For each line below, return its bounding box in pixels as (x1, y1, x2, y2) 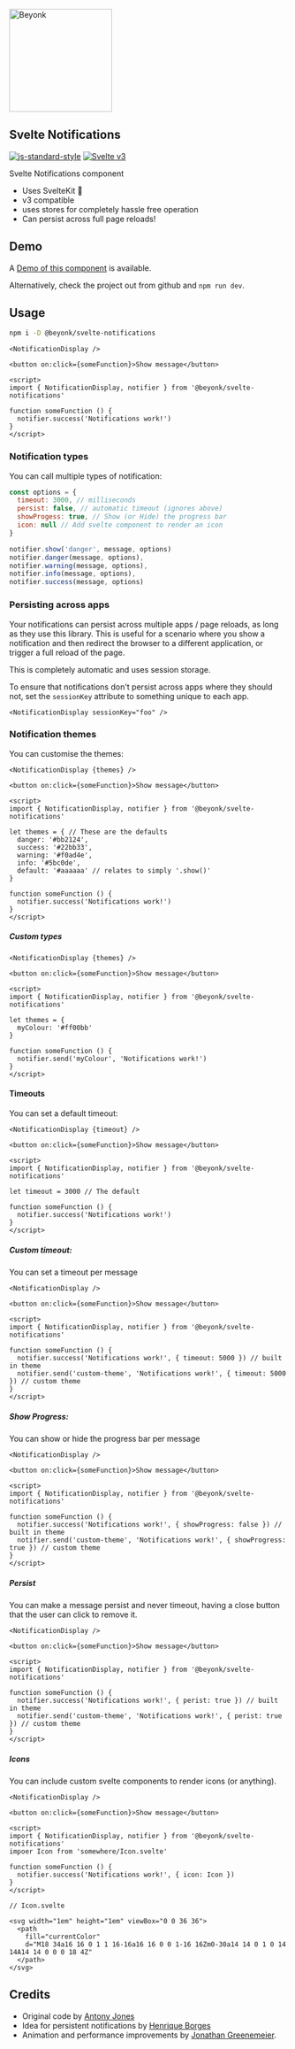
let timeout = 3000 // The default (9, 1187, 140, 1196)
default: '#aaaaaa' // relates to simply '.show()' (17, 866, 212, 875)
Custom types (9, 931, 63, 942)
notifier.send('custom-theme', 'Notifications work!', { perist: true (17, 1711, 283, 1721)
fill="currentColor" (25, 1932, 101, 1941)
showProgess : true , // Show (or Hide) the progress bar (17, 512, 227, 521)
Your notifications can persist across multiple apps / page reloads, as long (9, 619, 279, 629)
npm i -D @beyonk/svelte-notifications (9, 328, 156, 338)
